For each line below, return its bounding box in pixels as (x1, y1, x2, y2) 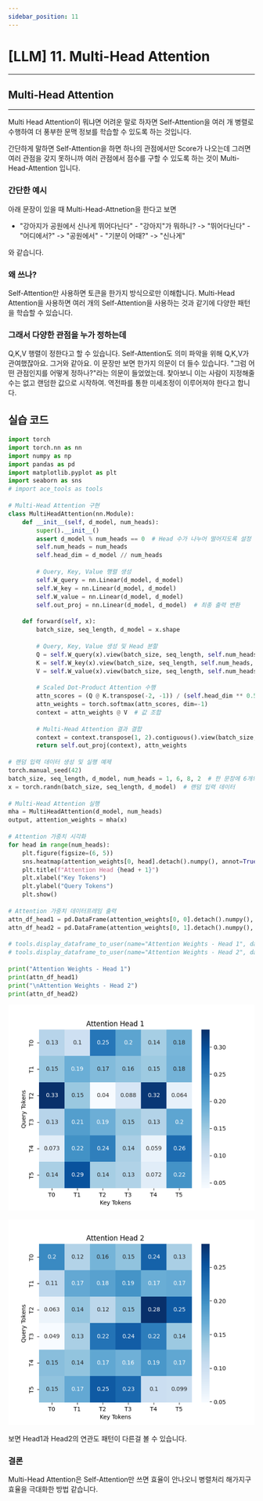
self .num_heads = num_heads (36, 543, 128, 551)
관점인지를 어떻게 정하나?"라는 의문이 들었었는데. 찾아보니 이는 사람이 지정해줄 (16, 369, 255, 378)
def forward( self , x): (22, 618, 96, 625)
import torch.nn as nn (8, 443, 82, 451)
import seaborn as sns (8, 477, 82, 485)
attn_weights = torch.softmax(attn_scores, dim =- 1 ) (36, 701, 209, 709)
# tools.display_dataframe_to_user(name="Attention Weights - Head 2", (8, 949, 247, 956)
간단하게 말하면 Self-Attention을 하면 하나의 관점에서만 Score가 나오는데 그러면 (8, 144, 251, 153)
